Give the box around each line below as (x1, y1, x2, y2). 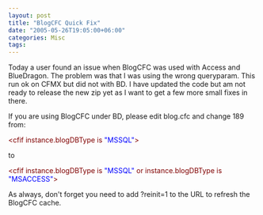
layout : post (8, 11, 51, 20)
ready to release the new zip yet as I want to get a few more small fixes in (8, 88, 248, 97)
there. (8, 96, 28, 106)
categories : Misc (8, 33, 66, 42)
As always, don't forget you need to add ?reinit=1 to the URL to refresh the (8, 190, 250, 199)
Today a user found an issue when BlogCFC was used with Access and (8, 62, 241, 72)
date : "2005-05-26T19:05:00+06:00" (8, 26, 126, 34)
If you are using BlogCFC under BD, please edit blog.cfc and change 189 (8, 111, 244, 121)
